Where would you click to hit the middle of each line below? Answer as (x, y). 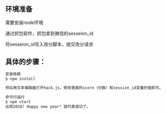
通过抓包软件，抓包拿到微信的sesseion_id (49, 33)
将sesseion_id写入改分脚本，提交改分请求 (49, 44)
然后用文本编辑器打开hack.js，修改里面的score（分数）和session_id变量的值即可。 (84, 88)
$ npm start (18, 102)
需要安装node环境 (24, 22)
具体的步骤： (26, 62)
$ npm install (21, 79)
